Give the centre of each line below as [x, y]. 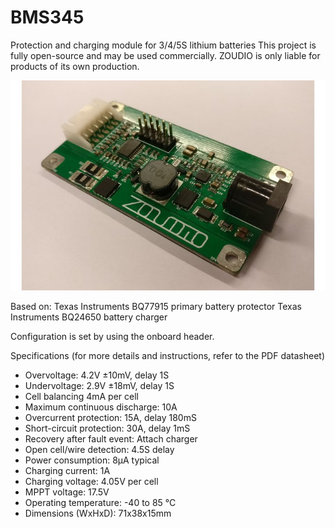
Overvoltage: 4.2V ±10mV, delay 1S [97, 375]
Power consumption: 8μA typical [92, 460]
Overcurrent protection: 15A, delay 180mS [110, 417]
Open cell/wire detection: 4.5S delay [99, 449]
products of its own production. [75, 66]
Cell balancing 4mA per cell [81, 396]
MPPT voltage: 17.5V [67, 492]
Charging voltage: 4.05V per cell [91, 481]
